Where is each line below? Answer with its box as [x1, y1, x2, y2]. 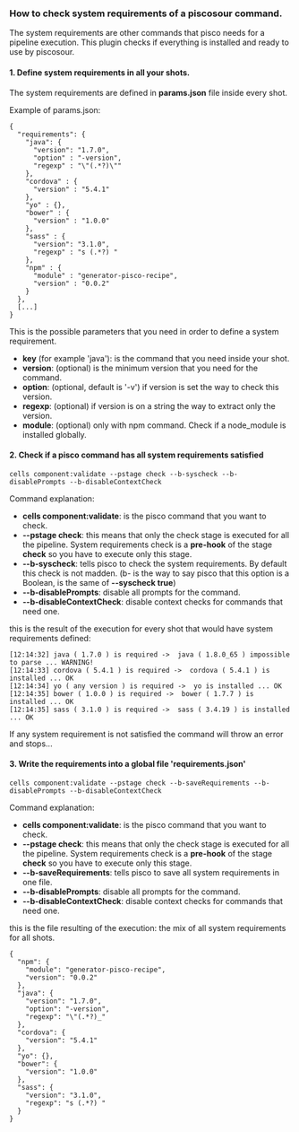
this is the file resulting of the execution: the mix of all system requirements [9, 922, 286, 933]
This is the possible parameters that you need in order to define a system [9, 326, 279, 336]
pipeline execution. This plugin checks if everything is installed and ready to [9, 37, 289, 48]
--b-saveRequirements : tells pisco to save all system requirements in [21, 866, 280, 877]
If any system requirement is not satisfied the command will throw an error [9, 728, 284, 739]
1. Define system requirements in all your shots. [9, 66, 191, 78]
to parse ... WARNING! [9, 657, 94, 666]
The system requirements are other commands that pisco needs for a [9, 28, 266, 39]
